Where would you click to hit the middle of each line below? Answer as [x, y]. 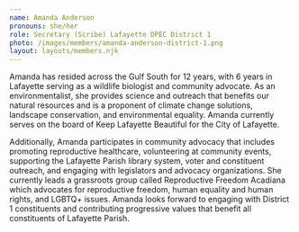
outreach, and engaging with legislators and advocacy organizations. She [145, 171]
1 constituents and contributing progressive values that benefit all [131, 209]
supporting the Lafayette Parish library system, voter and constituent [137, 161]
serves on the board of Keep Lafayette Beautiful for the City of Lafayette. [145, 125]
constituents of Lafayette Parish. [70, 219]
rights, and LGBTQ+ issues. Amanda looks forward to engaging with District [149, 200]
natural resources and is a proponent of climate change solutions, [131, 105]
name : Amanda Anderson [52, 18]
